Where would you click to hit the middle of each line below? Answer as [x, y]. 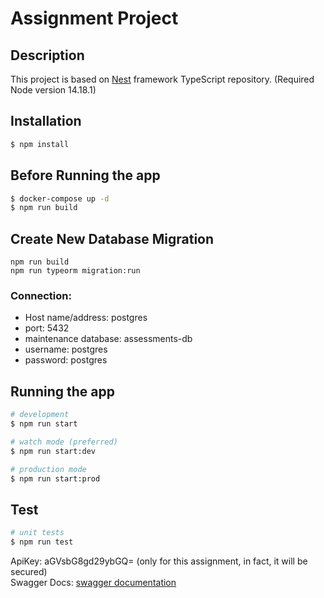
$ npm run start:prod [55, 478]
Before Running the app [85, 175]
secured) [29, 571]
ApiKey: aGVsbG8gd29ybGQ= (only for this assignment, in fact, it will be [159, 561]
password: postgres [66, 360]
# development [40, 415]
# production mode [48, 469]
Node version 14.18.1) [53, 90]
